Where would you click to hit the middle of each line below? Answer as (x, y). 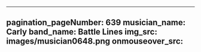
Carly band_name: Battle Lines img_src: (82, 32)
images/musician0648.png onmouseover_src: (95, 42)
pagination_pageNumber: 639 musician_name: (96, 22)
